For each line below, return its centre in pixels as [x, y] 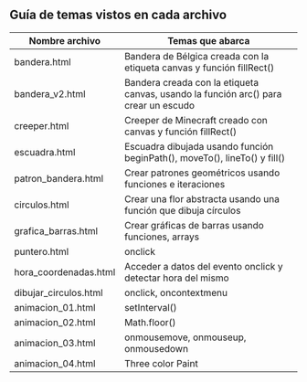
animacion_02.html [55, 322]
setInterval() [151, 307]
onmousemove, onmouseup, [185, 337]
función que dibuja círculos [183, 210]
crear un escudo [159, 105]
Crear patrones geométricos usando [202, 173]
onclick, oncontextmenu [176, 292]
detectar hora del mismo [177, 278]
